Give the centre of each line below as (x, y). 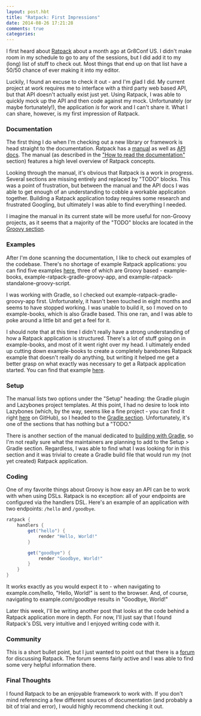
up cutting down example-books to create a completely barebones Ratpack (99, 351)
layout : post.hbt (28, 12)
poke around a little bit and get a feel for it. (59, 320)
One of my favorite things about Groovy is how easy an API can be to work (98, 490)
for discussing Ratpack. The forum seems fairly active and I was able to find (100, 658)
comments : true (25, 28)
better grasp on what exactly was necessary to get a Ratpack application (96, 364)
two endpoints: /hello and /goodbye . (51, 509)
